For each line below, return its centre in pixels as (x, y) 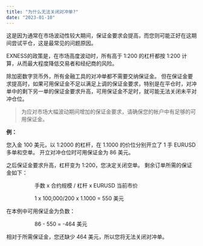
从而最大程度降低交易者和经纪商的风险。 (67, 63)
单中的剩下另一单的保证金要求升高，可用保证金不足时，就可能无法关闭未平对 (101, 91)
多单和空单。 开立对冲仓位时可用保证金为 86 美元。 (70, 152)
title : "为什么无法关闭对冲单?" (42, 12)
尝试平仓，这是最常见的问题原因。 (54, 43)
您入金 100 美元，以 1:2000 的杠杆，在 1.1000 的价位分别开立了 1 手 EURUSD (101, 145)
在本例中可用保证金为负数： (41, 211)
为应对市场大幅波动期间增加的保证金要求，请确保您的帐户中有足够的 (106, 112)
